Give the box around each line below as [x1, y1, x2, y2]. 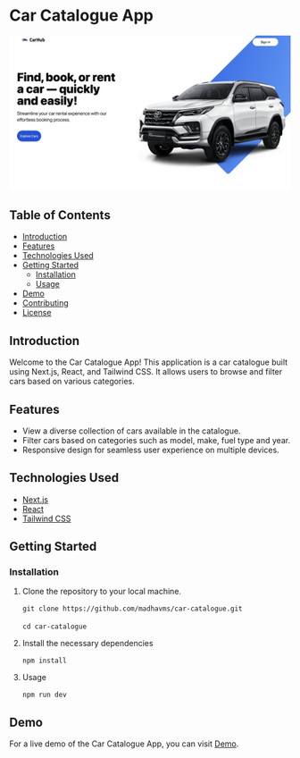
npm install [21, 656, 67, 666]
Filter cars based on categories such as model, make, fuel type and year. [21, 434, 291, 445]
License [21, 307, 52, 318]
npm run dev [21, 690, 67, 700]
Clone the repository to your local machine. [21, 586, 181, 597]
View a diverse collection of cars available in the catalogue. [21, 425, 241, 436]
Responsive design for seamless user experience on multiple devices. [21, 444, 279, 455]
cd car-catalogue [21, 622, 87, 631]
